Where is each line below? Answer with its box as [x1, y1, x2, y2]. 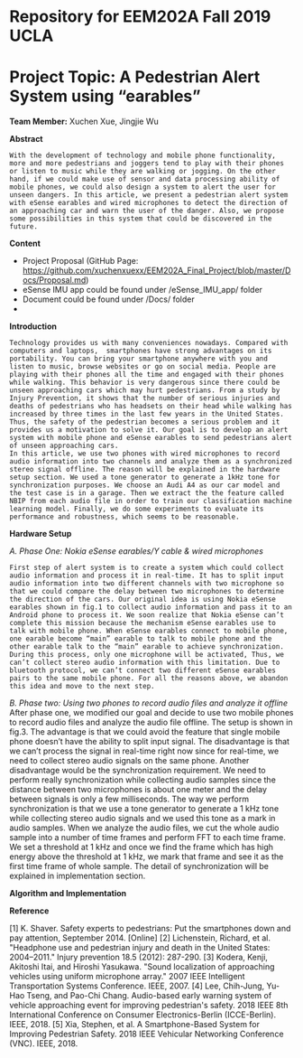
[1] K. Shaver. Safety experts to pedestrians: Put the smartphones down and [9, 923, 291, 934]
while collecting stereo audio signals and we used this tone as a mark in [9, 813, 276, 824]
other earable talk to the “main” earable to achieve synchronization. [9, 642, 284, 651]
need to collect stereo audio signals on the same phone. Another [9, 755, 250, 766]
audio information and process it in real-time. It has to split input [9, 571, 284, 580]
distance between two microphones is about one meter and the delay [9, 784, 268, 795]
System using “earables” [9, 86, 201, 107]
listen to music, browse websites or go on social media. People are [9, 362, 277, 371]
